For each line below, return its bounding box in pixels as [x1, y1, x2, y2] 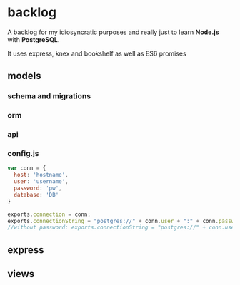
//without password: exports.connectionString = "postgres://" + [7, 224, 206, 232]
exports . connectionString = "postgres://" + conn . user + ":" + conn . [7, 217, 219, 224]
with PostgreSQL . [7, 35, 60, 43]
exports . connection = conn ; [7, 211, 91, 218]
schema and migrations [7, 91, 91, 101]
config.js [7, 149, 39, 159]
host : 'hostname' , [14, 172, 69, 179]
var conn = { [7, 165, 46, 172]
